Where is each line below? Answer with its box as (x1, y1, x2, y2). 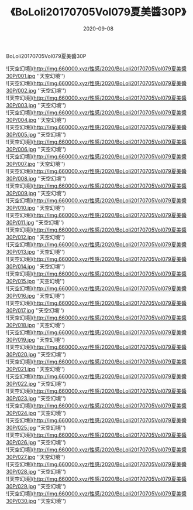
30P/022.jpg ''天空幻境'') (6, 380, 66, 387)
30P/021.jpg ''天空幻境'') (6, 365, 66, 372)
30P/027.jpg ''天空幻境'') (6, 453, 66, 460)
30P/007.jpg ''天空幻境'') (6, 160, 66, 167)
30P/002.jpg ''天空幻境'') (6, 87, 67, 94)
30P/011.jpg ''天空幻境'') (6, 219, 64, 226)
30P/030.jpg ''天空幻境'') (6, 497, 66, 504)
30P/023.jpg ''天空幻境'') (6, 395, 66, 402)
